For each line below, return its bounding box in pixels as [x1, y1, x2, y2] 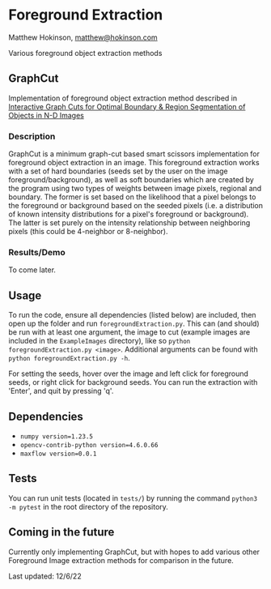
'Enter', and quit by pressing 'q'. [8, 386, 114, 396]
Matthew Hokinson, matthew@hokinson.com [8, 32, 158, 42]
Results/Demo [8, 246, 66, 258]
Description [8, 130, 56, 142]
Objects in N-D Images [8, 110, 85, 120]
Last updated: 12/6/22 [8, 571, 83, 581]
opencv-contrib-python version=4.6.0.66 [19, 441, 159, 449]
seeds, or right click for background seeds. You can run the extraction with [8, 378, 258, 387]
